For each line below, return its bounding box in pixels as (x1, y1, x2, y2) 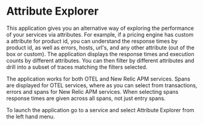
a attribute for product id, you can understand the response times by (6, 37, 178, 45)
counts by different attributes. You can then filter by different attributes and (6, 57, 194, 64)
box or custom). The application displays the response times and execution (6, 50, 194, 57)
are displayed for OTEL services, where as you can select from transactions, (6, 81, 198, 89)
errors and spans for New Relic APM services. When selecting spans (6, 88, 179, 95)
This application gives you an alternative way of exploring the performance (6, 24, 194, 32)
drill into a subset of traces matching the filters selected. (6, 63, 148, 71)
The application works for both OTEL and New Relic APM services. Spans (6, 75, 190, 82)
